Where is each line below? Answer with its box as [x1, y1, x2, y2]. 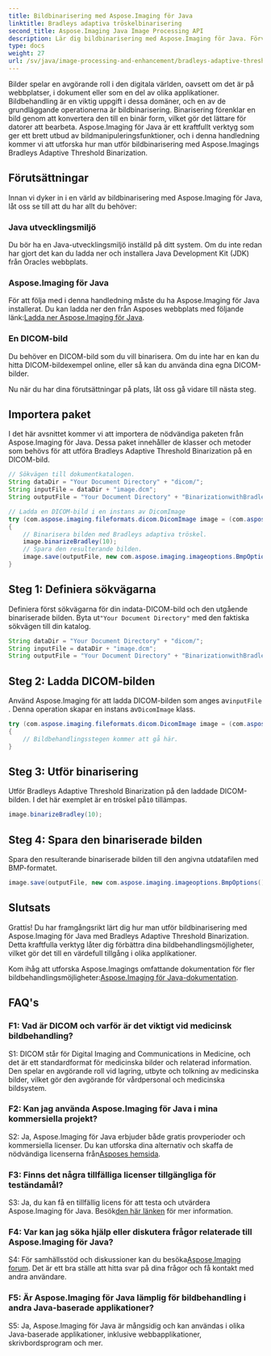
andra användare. [8, 1272, 67, 1282]
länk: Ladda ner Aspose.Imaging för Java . [8, 313, 145, 323]
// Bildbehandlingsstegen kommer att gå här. [23, 735, 179, 743]
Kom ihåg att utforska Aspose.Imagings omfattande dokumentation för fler [8, 964, 256, 974]
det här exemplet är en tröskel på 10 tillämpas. [36, 795, 188, 805]
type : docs [8, 42, 45, 50]
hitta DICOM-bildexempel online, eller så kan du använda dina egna [8, 360, 232, 370]
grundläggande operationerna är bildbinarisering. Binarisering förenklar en [8, 104, 256, 114]
